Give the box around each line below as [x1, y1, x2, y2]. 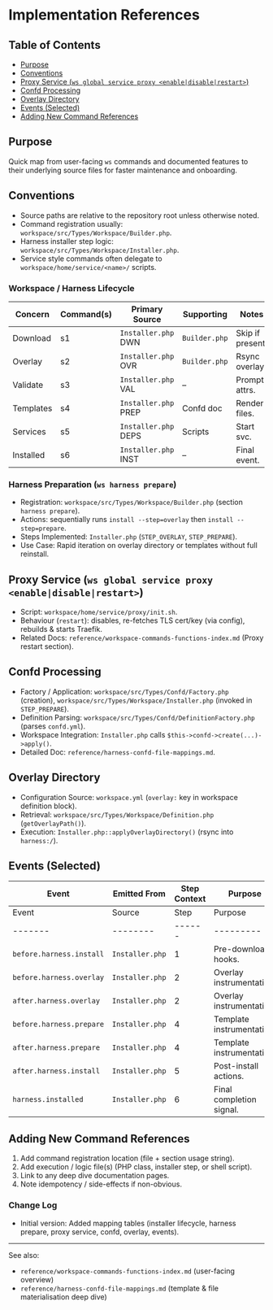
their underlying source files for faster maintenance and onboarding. [8, 165, 238, 175]
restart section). [19, 642, 75, 651]
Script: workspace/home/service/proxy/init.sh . [19, 607, 178, 617]
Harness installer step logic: [19, 236, 114, 246]
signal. [214, 1104, 240, 1116]
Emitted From [112, 888, 167, 899]
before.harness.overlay [12, 973, 105, 982]
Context [174, 893, 206, 904]
